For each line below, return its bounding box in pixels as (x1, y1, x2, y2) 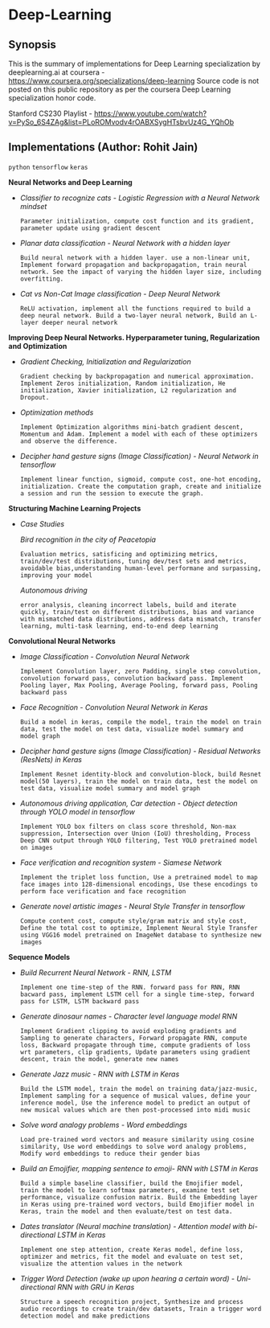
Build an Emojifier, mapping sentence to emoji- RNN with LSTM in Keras (19, 1163, 259, 1173)
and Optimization (8, 341, 67, 350)
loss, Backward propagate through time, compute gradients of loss (19, 1041, 251, 1049)
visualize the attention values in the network (19, 1260, 182, 1268)
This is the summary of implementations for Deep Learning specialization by (8, 59, 261, 68)
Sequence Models (8, 952, 71, 961)
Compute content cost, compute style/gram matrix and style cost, (19, 916, 247, 925)
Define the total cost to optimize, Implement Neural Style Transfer (19, 924, 259, 932)
